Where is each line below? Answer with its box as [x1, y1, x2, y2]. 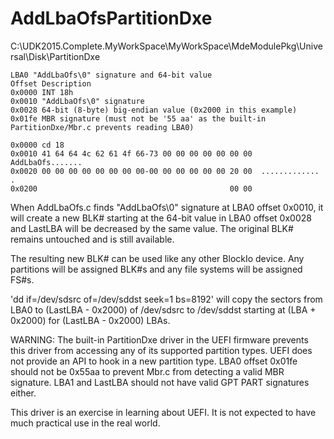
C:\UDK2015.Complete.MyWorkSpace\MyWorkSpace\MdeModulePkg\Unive [10, 40, 323, 52]
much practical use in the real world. [10, 417, 161, 429]
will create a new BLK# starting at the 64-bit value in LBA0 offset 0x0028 [10, 212, 312, 224]
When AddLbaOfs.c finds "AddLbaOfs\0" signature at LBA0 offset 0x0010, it [10, 201, 324, 213]
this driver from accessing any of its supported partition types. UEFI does [10, 344, 313, 356]
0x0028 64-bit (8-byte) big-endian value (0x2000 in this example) [10, 105, 298, 115]
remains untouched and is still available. [10, 233, 175, 245]
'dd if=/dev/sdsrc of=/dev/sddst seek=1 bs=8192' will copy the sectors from [10, 293, 323, 305]
